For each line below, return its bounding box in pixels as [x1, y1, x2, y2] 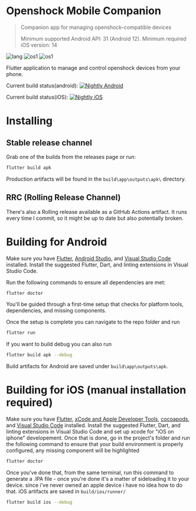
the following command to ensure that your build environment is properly [6, 441, 184, 448]
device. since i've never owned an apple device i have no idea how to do [6, 481, 183, 489]
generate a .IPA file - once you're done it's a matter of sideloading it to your [6, 476, 190, 482]
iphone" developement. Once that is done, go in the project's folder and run [6, 434, 190, 441]
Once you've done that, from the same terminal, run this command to [6, 469, 174, 476]
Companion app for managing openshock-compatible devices [20, 24, 172, 31]
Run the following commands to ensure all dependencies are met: [6, 279, 166, 286]
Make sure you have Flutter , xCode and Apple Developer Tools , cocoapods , [6, 415, 190, 423]
